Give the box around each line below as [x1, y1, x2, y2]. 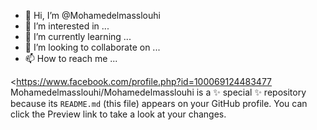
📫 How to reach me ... [24, 53, 118, 64]
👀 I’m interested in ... [24, 20, 110, 32]
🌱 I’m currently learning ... [24, 31, 132, 42]
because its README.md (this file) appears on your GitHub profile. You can [10, 98, 308, 109]
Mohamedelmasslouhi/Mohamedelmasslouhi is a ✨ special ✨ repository [10, 86, 307, 98]
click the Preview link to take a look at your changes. [10, 108, 227, 120]
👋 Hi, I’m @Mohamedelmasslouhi [24, 10, 161, 21]
